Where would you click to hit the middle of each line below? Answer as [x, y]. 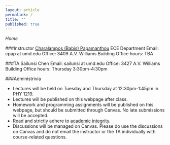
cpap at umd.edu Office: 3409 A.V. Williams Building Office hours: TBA [79, 54]
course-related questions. [40, 137]
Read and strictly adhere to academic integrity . [61, 121]
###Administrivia [23, 79]
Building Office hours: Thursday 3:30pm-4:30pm [56, 69]
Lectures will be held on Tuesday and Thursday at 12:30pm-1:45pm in [86, 89]
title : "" [16, 19]
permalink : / [19, 15]
